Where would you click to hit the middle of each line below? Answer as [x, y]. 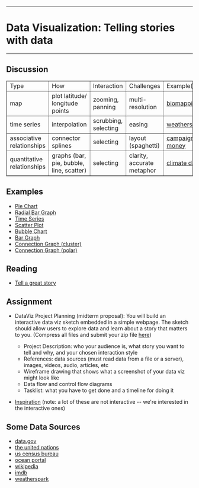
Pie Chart [26, 206]
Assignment [29, 302]
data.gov [25, 441]
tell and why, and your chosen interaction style [81, 353]
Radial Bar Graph [35, 212]
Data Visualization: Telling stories [91, 28]
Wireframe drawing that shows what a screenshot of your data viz [104, 372]
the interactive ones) [40, 408]
